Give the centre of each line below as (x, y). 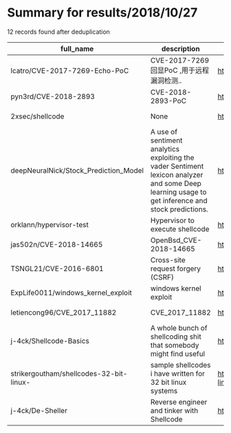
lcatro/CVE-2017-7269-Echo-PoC (70, 70)
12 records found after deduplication (58, 32)
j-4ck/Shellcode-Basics (50, 341)
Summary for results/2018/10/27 (102, 13)
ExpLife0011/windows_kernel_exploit (71, 293)
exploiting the (172, 158)
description (181, 48)
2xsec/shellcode (37, 116)
